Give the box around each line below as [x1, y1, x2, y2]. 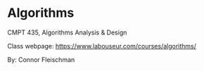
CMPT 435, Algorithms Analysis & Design [7, 28, 127, 37]
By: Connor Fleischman [7, 55, 75, 64]
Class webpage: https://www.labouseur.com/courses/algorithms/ [7, 41, 197, 50]
